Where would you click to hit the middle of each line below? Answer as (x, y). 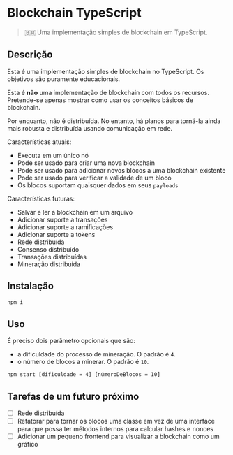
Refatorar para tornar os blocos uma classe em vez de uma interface (116, 421)
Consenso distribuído (48, 249)
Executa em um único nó (53, 155)
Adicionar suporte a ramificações (65, 227)
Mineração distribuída (49, 264)
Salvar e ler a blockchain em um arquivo (75, 212)
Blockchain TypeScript (74, 13)
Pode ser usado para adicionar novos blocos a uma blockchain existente (121, 170)
